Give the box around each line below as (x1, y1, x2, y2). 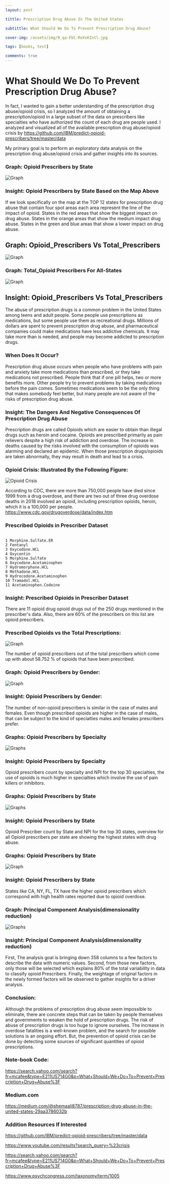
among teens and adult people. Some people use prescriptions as (5, 312, 143, 318)
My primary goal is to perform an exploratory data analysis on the (5, 145, 143, 151)
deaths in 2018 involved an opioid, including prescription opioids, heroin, (5, 498, 157, 505)
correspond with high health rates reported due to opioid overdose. (5, 893, 146, 899)
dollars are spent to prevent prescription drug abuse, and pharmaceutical (5, 323, 158, 329)
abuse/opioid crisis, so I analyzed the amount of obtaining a (5, 108, 130, 114)
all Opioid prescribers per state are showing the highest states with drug (5, 834, 156, 840)
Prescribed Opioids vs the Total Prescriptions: (5, 629, 121, 636)
